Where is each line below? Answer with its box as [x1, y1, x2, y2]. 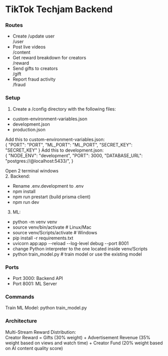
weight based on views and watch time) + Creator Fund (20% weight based [5, 340, 163, 346]
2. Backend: [5, 173, 30, 179]
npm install [12, 188, 36, 194]
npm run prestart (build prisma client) [12, 194, 91, 200]
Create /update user [12, 33, 55, 39]
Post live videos [12, 44, 46, 50]
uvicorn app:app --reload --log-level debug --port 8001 [12, 240, 129, 246]
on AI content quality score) [5, 345, 63, 351]
